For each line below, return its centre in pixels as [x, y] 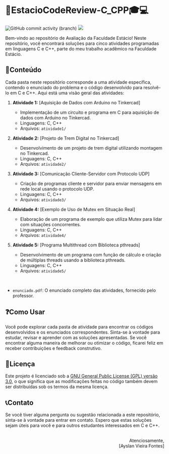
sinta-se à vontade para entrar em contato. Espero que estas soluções [78, 420]
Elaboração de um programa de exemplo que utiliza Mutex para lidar [91, 219]
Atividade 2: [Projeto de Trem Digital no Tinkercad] [66, 138]
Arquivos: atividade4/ [43, 235]
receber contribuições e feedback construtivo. [53, 348]
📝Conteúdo [23, 70]
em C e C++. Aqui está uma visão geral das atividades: [67, 93]
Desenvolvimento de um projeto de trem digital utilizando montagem [91, 148]
